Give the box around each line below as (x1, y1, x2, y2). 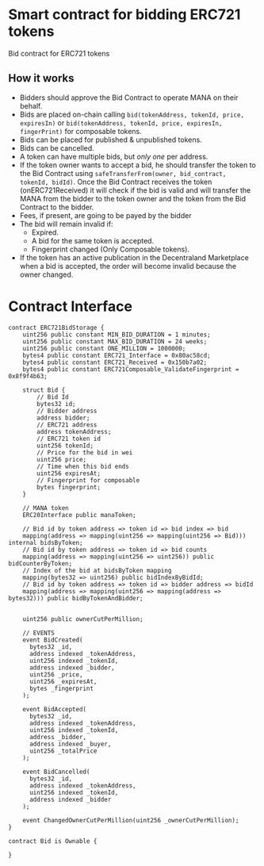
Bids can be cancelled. (19, 143, 95, 152)
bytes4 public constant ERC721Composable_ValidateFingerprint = (22, 365, 239, 374)
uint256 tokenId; (36, 442, 94, 450)
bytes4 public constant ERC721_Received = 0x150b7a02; (22, 358, 208, 366)
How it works (8, 71, 75, 85)
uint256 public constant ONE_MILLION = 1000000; (22, 344, 186, 352)
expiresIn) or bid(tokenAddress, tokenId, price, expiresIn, (19, 117, 223, 128)
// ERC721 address (36, 420, 98, 429)
